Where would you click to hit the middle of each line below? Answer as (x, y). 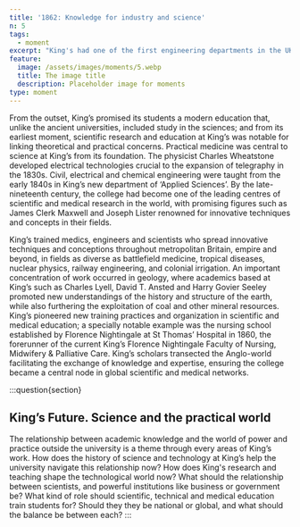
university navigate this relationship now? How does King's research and (143, 468)
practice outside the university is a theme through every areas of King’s (141, 448)
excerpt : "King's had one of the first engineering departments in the (145, 51)
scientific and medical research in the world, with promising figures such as (148, 203)
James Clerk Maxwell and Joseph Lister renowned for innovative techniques (150, 213)
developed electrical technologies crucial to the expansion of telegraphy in (146, 165)
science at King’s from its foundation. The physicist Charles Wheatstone (142, 155)
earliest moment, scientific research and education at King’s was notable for (149, 137)
